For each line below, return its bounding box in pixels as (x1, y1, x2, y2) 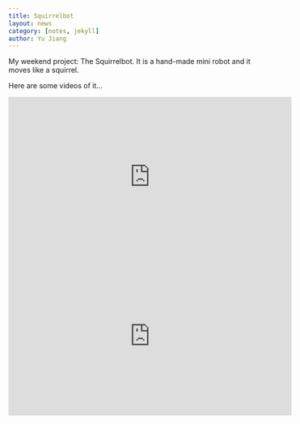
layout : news (8, 19, 53, 28)
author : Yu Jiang (8, 34, 67, 43)
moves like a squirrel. (8, 66, 79, 75)
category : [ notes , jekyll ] (8, 27, 99, 35)
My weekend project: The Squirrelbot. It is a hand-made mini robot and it (8, 57, 251, 66)
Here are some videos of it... (8, 81, 104, 91)
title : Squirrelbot (8, 11, 74, 20)
